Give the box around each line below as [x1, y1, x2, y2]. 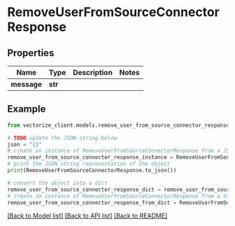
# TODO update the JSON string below [7, 134, 117, 141]
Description [72, 68, 113, 77]
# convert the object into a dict [7, 179, 108, 186]
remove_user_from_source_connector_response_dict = [7, 186, 161, 193]
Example [7, 103, 46, 115]
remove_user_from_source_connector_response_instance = [7, 154, 173, 161]
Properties [7, 47, 55, 59]
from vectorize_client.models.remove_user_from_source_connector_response [7, 122, 230, 129]
